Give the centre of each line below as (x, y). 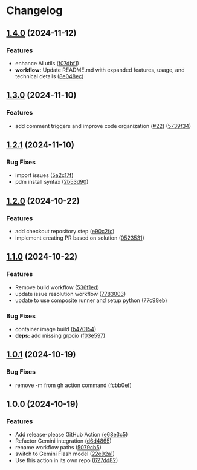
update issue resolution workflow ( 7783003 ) (70, 294)
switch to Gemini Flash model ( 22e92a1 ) (65, 454)
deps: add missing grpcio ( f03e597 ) (60, 335)
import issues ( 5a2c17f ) (44, 175)
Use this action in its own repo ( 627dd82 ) (66, 460)
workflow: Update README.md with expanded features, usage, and (100, 70)
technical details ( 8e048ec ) (49, 76)
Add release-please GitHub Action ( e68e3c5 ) (71, 435)
